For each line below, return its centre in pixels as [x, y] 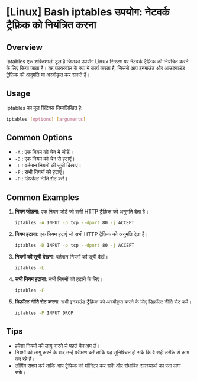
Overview [25, 47]
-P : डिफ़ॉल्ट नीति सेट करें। [41, 178]
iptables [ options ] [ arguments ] [46, 119]
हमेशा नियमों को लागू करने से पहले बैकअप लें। [57, 346]
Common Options [39, 138]
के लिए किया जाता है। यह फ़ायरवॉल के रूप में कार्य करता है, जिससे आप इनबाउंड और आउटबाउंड [96, 68]
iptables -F [29, 290]
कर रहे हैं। [25, 359]
